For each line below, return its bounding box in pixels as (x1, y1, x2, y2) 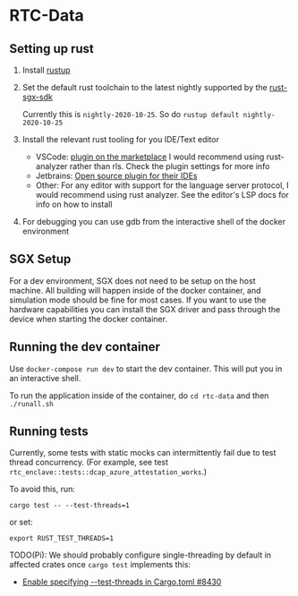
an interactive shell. (9, 372, 81, 383)
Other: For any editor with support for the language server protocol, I (35, 180, 289, 191)
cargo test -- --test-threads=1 (9, 501, 130, 510)
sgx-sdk (21, 91, 54, 102)
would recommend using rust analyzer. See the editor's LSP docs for (35, 190, 289, 200)
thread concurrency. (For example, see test (9, 457, 168, 468)
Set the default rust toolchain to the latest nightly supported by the (21, 82, 268, 92)
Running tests (9, 424, 89, 439)
